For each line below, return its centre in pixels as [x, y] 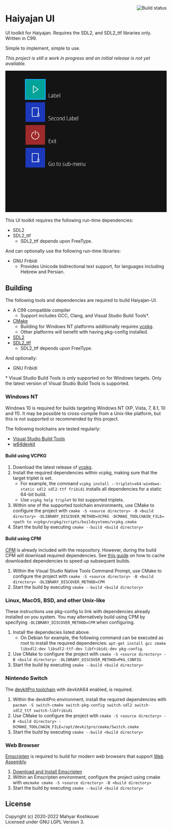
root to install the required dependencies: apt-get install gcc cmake [93, 643]
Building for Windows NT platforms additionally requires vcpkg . [87, 326]
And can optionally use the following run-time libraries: [63, 251]
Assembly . [16, 761]
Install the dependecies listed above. [51, 632]
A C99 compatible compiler [41, 310]
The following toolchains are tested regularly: [53, 429]
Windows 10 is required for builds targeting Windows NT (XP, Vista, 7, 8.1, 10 [85, 408]
